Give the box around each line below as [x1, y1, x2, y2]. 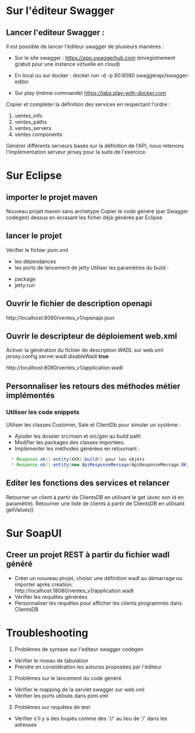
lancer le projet [6, 231, 62, 241]
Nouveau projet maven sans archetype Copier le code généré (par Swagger [6, 208, 189, 214]
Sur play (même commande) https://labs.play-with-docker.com [14, 90, 166, 96]
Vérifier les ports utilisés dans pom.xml [14, 692, 109, 699]
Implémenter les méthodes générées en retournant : [14, 445, 140, 452]
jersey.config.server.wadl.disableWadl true [6, 353, 109, 360]
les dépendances [14, 258, 57, 265]
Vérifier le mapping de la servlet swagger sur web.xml [14, 686, 145, 693]
